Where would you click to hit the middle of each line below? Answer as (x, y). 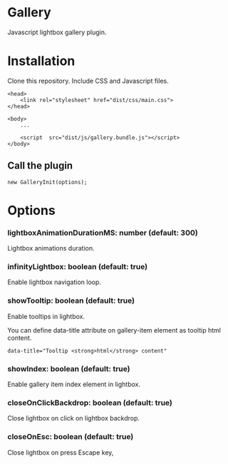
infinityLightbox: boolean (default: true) (78, 267)
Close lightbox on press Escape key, (61, 452)
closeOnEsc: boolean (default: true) (71, 437)
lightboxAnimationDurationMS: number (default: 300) (103, 233)
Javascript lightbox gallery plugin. (57, 32)
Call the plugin (40, 166)
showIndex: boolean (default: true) (69, 368)
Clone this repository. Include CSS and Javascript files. (88, 81)
